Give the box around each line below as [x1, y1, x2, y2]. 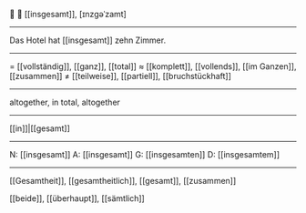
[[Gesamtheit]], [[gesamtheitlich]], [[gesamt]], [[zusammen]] [9, 176, 237, 186]
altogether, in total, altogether [9, 96, 121, 107]
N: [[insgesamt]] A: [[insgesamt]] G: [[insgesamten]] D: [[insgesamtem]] [9, 149, 280, 159]
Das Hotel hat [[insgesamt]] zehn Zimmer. [9, 35, 167, 46]
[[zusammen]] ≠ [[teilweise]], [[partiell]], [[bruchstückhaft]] [9, 71, 232, 81]
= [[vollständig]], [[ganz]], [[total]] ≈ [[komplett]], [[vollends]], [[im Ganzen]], [9, 61, 297, 72]
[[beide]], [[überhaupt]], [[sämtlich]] [9, 193, 146, 204]
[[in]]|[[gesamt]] [9, 123, 71, 134]
